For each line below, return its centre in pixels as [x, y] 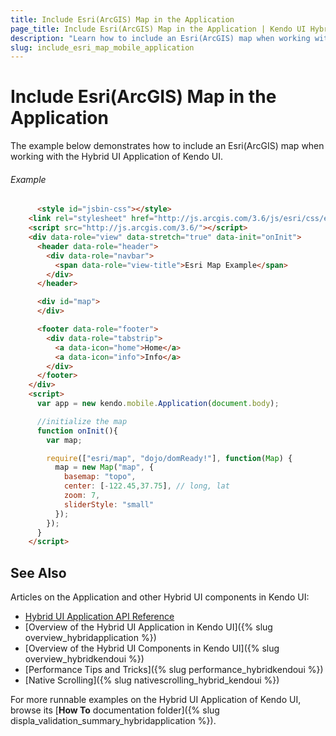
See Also [38, 572]
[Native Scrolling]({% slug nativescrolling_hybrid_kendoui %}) [152, 680]
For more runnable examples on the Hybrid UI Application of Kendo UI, [156, 700]
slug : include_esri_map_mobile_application [102, 47]
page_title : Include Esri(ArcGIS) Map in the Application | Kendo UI [158, 29]
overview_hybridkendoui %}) [84, 659]
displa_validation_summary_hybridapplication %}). [113, 721]
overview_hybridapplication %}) [90, 638]
